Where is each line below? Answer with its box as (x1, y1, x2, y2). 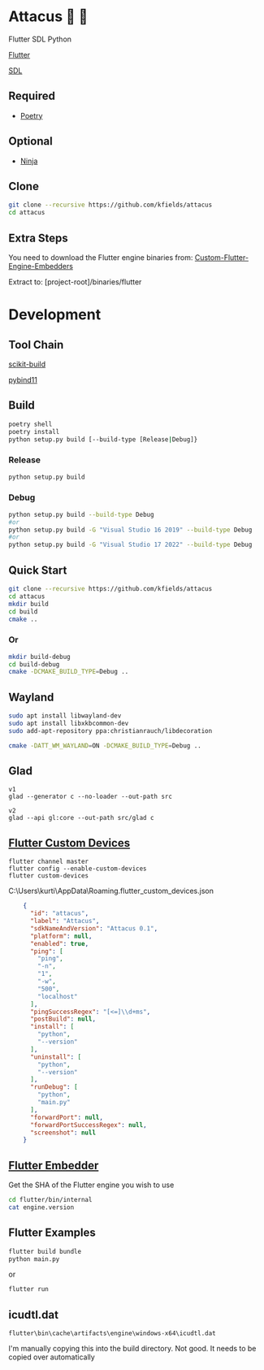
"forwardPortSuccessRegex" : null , (29, 1121, 148, 1129)
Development (8, 306, 102, 324)
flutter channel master (8, 857, 89, 866)
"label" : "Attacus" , (29, 917, 100, 926)
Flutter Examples (8, 1226, 96, 1240)
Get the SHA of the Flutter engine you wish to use (8, 1180, 175, 1190)
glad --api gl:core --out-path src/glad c (8, 814, 154, 822)
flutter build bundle (8, 1247, 82, 1255)
